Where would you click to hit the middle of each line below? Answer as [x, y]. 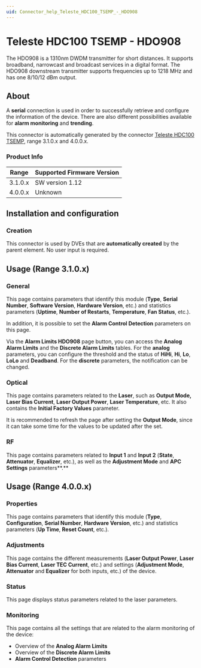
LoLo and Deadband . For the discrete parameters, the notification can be [97, 361]
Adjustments [25, 545]
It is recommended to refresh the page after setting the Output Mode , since [100, 420]
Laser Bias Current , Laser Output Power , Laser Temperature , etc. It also [96, 402]
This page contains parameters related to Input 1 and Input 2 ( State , [90, 455]
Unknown [48, 192]
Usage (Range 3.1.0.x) [48, 269]
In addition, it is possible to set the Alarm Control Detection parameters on [98, 323]
